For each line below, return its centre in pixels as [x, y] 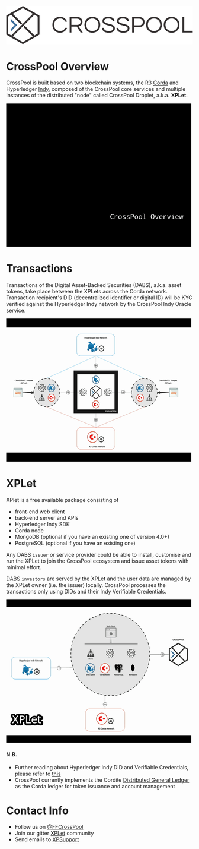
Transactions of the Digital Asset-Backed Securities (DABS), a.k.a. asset [94, 285]
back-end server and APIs [46, 518]
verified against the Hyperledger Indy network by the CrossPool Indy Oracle [99, 304]
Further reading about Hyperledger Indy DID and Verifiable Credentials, [102, 768]
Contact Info [38, 810]
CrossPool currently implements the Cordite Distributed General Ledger [102, 780]
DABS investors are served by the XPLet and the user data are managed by [99, 579]
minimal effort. [24, 567]
